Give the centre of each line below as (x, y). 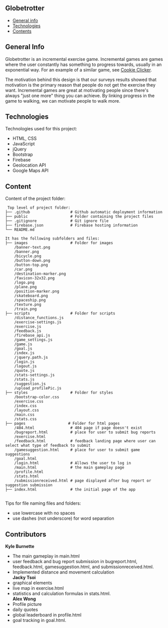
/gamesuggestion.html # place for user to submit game (77, 450)
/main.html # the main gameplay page (69, 467)
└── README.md (20, 230)
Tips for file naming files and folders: (43, 503)
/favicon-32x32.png (35, 278)
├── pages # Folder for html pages (63, 424)
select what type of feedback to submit (48, 446)
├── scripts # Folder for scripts (60, 313)
